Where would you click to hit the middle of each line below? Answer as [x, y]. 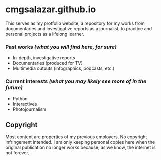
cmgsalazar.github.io [51, 9]
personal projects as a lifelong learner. [45, 34]
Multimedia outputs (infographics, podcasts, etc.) [64, 68]
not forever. [17, 153]
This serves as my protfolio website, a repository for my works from [75, 23]
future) [14, 88]
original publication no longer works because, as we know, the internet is [81, 148]
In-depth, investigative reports [44, 58]
